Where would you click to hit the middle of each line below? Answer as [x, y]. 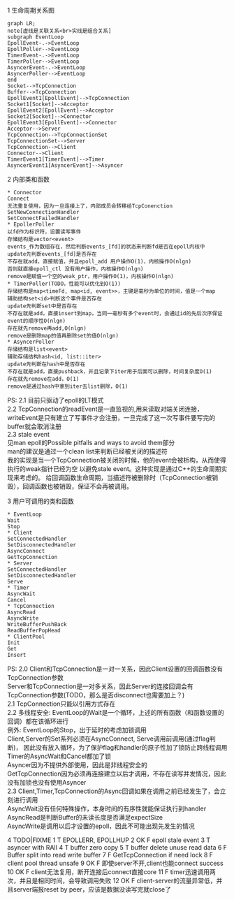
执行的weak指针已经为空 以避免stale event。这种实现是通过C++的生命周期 [114, 469]
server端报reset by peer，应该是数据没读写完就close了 [92, 889]
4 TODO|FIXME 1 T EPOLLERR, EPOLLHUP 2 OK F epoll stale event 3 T [109, 840]
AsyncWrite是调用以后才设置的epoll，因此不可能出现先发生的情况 [101, 826]
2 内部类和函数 [29, 179]
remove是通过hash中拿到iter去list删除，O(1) [68, 386]
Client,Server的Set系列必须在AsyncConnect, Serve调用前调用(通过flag [109, 739]
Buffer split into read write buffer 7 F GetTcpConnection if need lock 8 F [110, 855]
